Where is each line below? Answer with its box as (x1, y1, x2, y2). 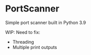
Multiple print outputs (12, 44, 57, 50)
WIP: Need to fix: (5, 29, 40, 35)
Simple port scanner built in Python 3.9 (5, 19, 86, 25)
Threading (12, 38, 34, 45)
